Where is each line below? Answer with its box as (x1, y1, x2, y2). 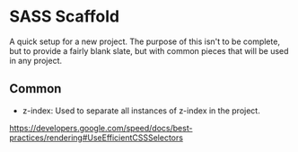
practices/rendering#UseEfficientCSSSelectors (9, 132, 184, 143)
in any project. (9, 55, 63, 66)
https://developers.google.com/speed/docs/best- (9, 122, 193, 133)
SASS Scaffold (9, 6, 119, 27)
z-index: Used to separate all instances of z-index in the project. (22, 105, 260, 116)
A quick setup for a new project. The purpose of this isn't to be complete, (9, 36, 281, 47)
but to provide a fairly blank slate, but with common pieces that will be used (9, 45, 289, 56)
